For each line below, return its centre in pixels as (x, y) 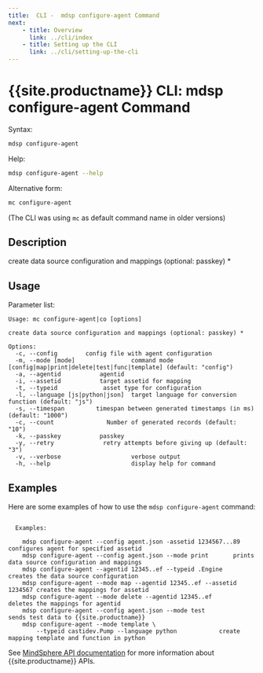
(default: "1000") (38, 416)
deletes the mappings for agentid (65, 604)
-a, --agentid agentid (70, 374)
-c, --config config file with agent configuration (114, 354)
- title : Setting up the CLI (70, 45)
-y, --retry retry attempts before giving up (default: (131, 443)
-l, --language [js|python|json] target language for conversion (126, 395)
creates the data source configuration (73, 576)
